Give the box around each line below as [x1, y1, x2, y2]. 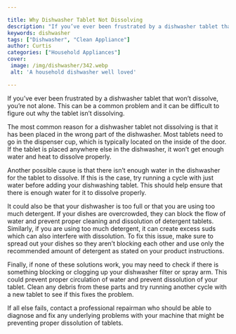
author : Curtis [7, 43, 52, 50]
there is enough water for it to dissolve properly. [7, 188, 147, 196]
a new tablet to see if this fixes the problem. [7, 290, 134, 298]
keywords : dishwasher [7, 29, 71, 36]
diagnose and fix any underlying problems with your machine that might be [7, 311, 225, 319]
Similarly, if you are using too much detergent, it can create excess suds [7, 224, 216, 232]
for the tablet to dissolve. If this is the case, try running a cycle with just [7, 173, 214, 182]
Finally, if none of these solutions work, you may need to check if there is [7, 260, 219, 269]
